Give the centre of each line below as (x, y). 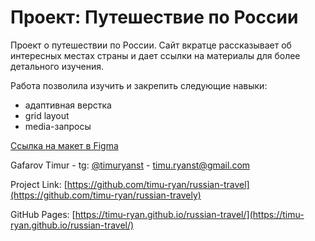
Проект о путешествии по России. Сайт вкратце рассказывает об (151, 45)
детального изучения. (57, 66)
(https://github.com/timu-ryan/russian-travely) (106, 195)
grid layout (47, 115)
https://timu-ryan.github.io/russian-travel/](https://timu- (189, 214)
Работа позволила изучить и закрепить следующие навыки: (139, 85)
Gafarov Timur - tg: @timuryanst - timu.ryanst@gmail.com (130, 165)
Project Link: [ (39, 184)
